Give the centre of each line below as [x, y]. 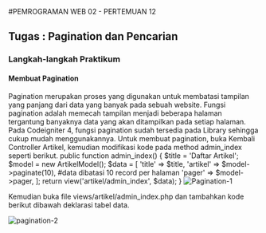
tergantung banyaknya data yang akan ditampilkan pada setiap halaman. [127, 121]
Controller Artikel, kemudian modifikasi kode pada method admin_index [125, 147]
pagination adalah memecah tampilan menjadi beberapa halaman [115, 113]
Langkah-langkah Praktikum [65, 59]
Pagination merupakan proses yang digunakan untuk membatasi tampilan [129, 96]
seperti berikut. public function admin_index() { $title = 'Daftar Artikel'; [123, 156]
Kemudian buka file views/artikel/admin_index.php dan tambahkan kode [126, 196]
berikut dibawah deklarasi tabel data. [69, 205]
